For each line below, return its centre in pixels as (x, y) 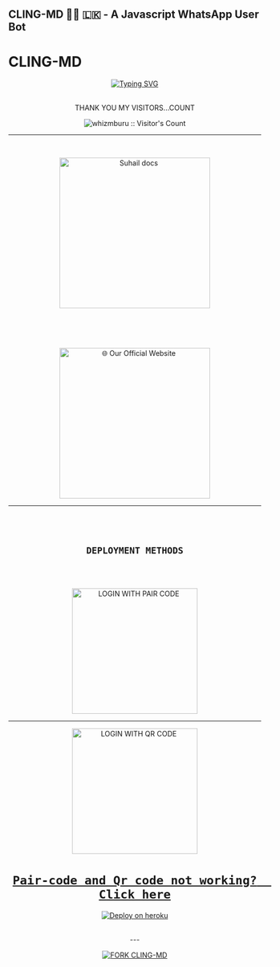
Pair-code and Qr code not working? (135, 881)
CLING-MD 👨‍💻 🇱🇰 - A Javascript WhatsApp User (134, 15)
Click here (135, 895)
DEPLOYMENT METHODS (135, 550)
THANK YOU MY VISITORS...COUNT (135, 108)
